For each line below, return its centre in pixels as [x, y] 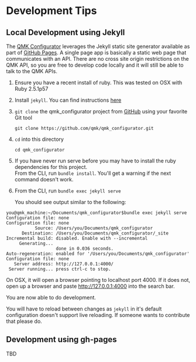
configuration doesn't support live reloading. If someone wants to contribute [98, 315]
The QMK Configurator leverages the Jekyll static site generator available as [98, 46]
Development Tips [51, 11]
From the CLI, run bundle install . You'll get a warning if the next [93, 173]
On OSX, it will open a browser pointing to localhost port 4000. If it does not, [98, 280]
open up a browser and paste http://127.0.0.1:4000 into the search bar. [91, 286]
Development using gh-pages [61, 339]
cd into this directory [39, 139]
